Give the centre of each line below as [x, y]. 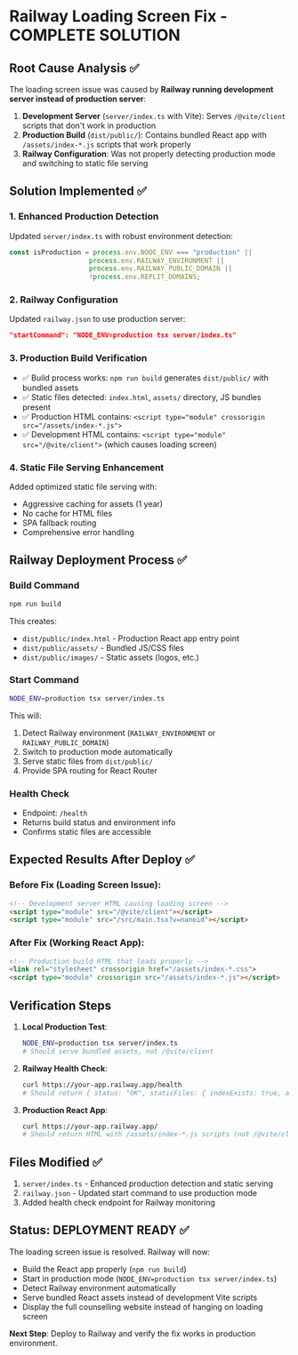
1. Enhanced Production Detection [84, 217]
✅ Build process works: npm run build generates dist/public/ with [145, 377]
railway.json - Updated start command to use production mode [140, 1193]
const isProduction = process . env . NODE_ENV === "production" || [131, 252]
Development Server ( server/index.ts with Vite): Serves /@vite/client [154, 116]
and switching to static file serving [85, 163]
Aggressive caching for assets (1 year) [92, 503]
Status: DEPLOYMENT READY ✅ [99, 1230]
